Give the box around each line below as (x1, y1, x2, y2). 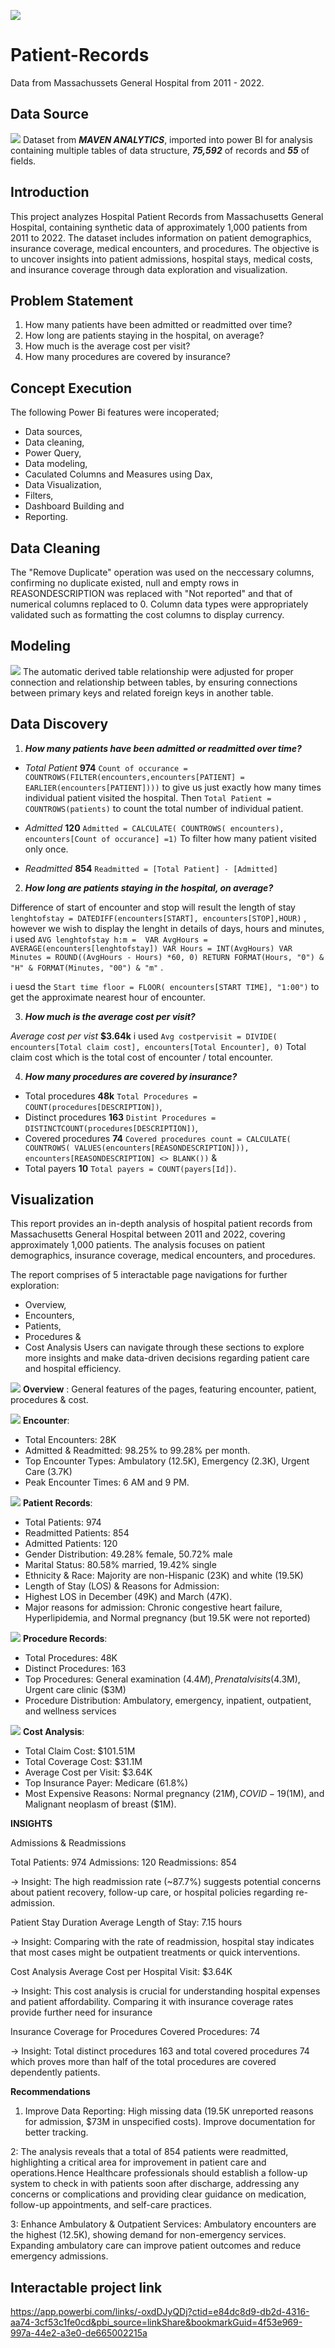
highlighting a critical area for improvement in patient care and (10, 2156, 267, 2169)
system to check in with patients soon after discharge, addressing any (10, 2178, 300, 2190)
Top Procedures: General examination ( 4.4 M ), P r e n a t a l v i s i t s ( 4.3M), (24, 1673, 301, 1685)
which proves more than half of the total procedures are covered (10, 2056, 277, 2068)
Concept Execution (10, 380, 133, 397)
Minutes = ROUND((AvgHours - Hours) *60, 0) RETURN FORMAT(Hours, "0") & (10, 952, 325, 962)
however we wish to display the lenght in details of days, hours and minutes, (10, 922, 325, 934)
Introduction (10, 184, 90, 201)
